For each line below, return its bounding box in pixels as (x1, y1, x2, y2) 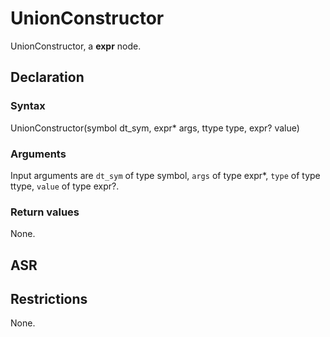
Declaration (10, 69, 85, 86)
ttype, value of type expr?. (10, 180, 120, 192)
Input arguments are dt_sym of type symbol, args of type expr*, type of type (10, 169, 321, 181)
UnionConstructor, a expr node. (10, 40, 142, 52)
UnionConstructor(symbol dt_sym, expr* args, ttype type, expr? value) (10, 122, 300, 134)
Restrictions (10, 291, 88, 307)
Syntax (10, 99, 46, 113)
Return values (10, 205, 80, 219)
